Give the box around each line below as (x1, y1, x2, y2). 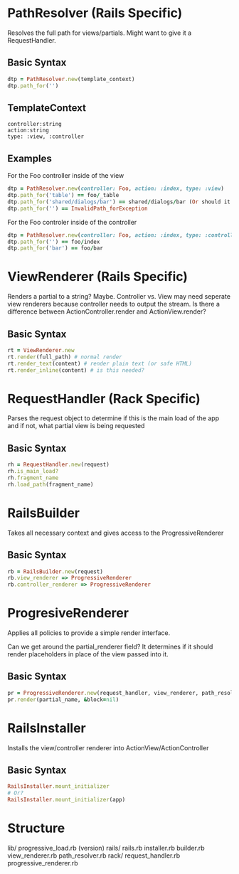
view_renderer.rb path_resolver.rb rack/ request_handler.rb (7, 851, 181, 860)
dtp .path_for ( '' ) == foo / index (7, 238, 100, 245)
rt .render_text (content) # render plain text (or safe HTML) (7, 360, 193, 367)
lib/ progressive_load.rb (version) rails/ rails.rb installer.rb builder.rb (7, 843, 205, 852)
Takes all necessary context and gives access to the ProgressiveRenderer (7, 528, 224, 537)
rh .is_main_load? (7, 468, 59, 475)
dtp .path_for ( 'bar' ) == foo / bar (7, 245, 103, 252)
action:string (7, 127, 50, 134)
